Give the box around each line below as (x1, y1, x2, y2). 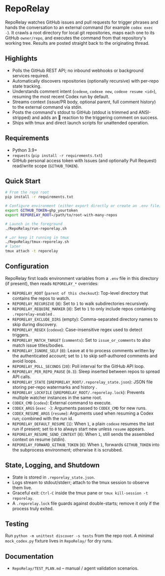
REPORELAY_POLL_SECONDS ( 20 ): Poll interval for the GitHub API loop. (12, 363, 145, 369)
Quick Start (5, 177, 41, 185)
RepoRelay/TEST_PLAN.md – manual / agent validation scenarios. (12, 565, 139, 571)
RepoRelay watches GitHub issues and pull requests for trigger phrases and (5, 19, 159, 25)
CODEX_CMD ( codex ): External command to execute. (12, 399, 112, 406)
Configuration (5, 262, 49, 271)
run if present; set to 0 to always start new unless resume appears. (12, 426, 145, 432)
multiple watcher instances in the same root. (12, 394, 102, 400)
